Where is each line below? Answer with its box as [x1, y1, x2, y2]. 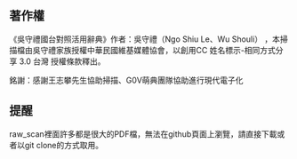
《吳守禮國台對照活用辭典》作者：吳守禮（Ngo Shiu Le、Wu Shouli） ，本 [9, 34, 281, 44]
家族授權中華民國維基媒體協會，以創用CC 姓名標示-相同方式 [55, 44, 276, 55]
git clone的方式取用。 [24, 139, 104, 150]
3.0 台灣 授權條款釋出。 [19, 56, 106, 67]
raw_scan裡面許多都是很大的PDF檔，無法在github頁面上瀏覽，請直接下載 [9, 128, 277, 139]
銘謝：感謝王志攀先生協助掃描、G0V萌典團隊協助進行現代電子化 [9, 75, 244, 85]
